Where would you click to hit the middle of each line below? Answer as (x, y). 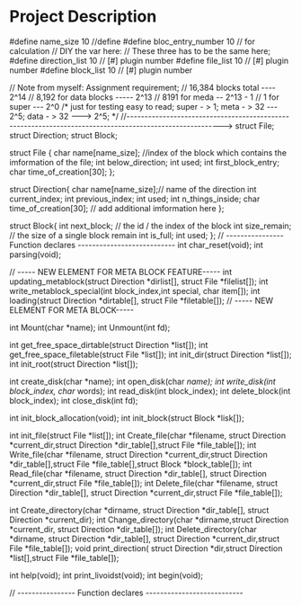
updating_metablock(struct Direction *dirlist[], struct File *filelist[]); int (139, 281)
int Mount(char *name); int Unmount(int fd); (90, 327)
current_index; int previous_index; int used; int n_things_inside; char (135, 199)
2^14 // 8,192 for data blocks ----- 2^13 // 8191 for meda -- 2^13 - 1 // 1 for (145, 97)
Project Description (83, 17)
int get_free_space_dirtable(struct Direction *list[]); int (109, 344)
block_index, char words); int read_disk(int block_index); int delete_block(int (150, 391)
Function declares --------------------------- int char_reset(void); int (136, 245)
